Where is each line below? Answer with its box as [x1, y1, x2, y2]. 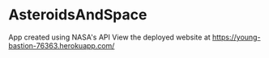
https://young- [211, 32, 261, 42]
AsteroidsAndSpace [8, 6, 147, 24]
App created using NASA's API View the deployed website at [8, 32, 211, 42]
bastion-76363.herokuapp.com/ [8, 40, 115, 50]
